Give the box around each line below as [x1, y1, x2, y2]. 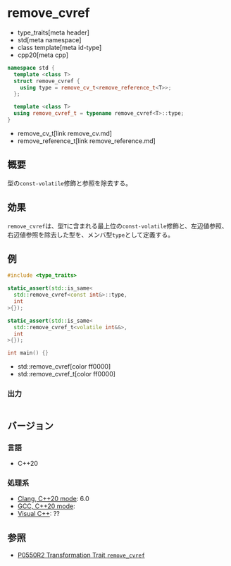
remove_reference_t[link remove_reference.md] [17, 136, 156, 145]
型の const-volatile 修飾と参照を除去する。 [7, 178, 132, 187]
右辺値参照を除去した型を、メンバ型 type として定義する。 [7, 230, 175, 239]
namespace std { [7, 64, 55, 71]
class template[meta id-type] [17, 43, 102, 51]
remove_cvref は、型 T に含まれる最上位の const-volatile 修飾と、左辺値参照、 [7, 221, 228, 230]
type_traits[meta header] [17, 28, 90, 37]
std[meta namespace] [17, 35, 82, 44]
